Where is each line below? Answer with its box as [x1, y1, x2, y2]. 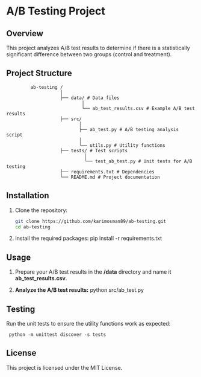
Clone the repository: [14, 207, 68, 214]
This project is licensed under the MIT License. [6, 364, 123, 371]
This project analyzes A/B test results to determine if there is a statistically [6, 44, 191, 51]
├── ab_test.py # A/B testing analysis [79, 126, 179, 132]
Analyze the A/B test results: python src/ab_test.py [14, 286, 144, 294]
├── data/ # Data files [60, 95, 120, 101]
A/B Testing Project [6, 4, 105, 18]
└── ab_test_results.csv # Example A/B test [81, 105, 196, 111]
